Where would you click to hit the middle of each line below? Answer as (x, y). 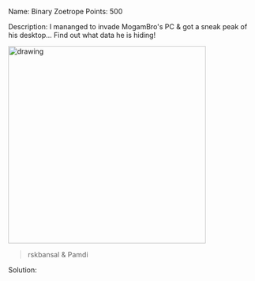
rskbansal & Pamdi (58, 255)
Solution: (22, 270)
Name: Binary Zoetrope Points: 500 (66, 11)
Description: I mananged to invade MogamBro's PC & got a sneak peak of (128, 26)
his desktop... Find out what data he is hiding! (82, 35)
